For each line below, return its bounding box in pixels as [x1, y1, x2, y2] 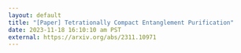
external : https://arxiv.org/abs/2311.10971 [8, 33, 157, 41]
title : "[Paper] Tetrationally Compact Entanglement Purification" [8, 19, 235, 26]
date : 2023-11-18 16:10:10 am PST [8, 26, 122, 34]
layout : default [8, 11, 61, 19]
